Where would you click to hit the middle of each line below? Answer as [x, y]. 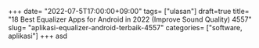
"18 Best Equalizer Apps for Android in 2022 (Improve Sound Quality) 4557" [130, 19]
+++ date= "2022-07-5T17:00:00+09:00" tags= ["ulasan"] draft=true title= [129, 11]
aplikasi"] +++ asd [38, 36]
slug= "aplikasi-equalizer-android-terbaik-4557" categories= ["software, [125, 27]
